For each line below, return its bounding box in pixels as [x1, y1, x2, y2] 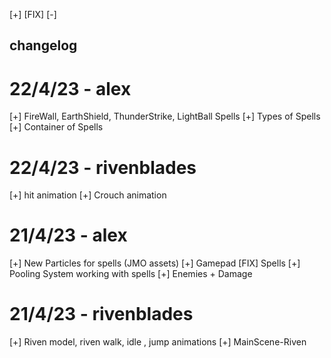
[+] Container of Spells [9, 121, 104, 133]
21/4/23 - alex [9, 224, 128, 247]
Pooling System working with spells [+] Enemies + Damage [9, 268, 253, 280]
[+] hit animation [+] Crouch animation [9, 189, 167, 201]
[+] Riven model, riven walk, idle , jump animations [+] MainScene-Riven [9, 336, 307, 348]
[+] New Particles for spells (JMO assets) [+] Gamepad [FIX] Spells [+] [9, 257, 301, 269]
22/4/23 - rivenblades [9, 156, 197, 179]
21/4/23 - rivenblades [9, 303, 194, 326]
